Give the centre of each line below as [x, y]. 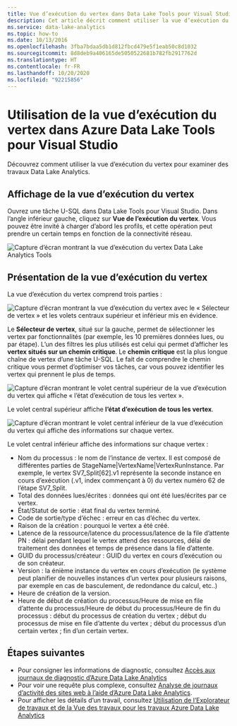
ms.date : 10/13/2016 [38, 40]
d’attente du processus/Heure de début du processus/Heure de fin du [119, 608]
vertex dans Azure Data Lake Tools [111, 130]
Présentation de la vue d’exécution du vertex [108, 277]
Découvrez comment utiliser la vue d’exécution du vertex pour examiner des [118, 164]
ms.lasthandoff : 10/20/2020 [49, 73]
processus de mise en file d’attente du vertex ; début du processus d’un [122, 623]
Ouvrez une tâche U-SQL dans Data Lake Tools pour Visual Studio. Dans [113, 211]
